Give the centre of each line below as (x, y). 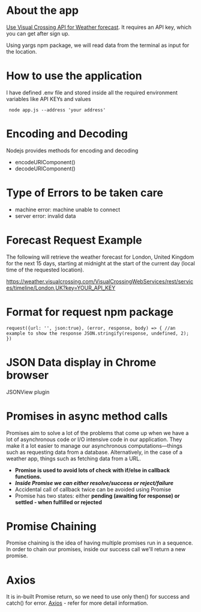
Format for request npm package (90, 312)
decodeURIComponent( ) (45, 168)
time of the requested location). (45, 270)
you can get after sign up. (38, 33)
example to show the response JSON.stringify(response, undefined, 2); (97, 333)
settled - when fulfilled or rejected (58, 502)
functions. (28, 477)
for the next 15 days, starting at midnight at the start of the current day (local (100, 263)
